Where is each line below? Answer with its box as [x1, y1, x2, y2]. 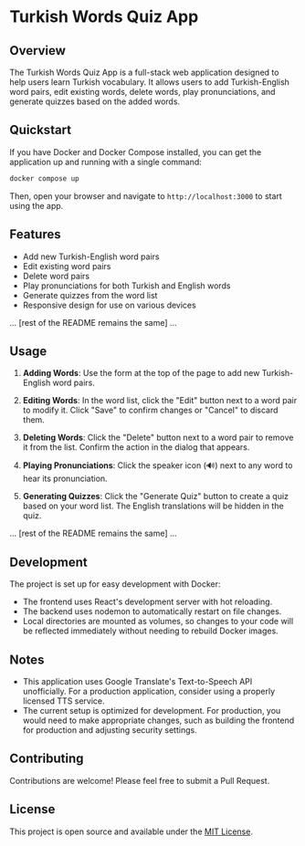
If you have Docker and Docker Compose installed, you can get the [9, 146, 262, 157]
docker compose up [9, 173, 79, 183]
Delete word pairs [22, 270, 89, 281]
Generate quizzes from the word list [22, 289, 158, 300]
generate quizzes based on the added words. [9, 96, 181, 107]
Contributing [9, 751, 84, 767]
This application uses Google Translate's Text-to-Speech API [22, 675, 253, 686]
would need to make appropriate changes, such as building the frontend [22, 715, 295, 726]
